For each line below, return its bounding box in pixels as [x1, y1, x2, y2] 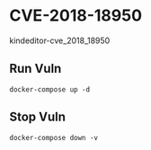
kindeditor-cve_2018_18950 [9, 35, 111, 46]
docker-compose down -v [9, 133, 99, 142]
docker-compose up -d [9, 84, 91, 94]
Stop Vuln [9, 110, 66, 125]
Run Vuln [9, 61, 62, 76]
